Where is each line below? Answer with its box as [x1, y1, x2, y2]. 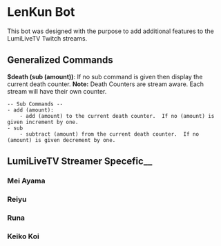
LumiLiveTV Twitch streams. [7, 34, 88, 42]
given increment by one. [7, 119, 79, 125]
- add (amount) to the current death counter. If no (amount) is [19, 112, 215, 119]
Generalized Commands [7, 54, 114, 66]
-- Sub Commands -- [7, 101, 64, 107]
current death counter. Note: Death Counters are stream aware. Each [7, 80, 204, 88]
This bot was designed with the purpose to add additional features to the [7, 27, 214, 35]
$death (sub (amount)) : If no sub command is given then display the [7, 72, 203, 81]
